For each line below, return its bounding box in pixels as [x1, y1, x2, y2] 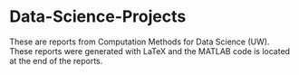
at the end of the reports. [9, 55, 103, 66]
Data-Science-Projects [9, 6, 187, 27]
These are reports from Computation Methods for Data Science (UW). [9, 36, 270, 47]
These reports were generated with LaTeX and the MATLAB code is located [9, 45, 291, 56]
